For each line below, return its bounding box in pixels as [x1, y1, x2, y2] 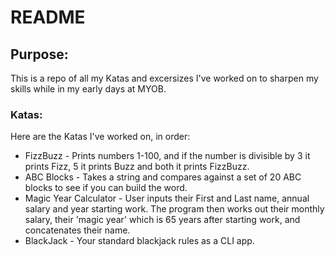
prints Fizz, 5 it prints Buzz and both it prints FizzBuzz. [24, 161, 250, 173]
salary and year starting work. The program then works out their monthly [24, 203, 325, 215]
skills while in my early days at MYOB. [10, 83, 167, 95]
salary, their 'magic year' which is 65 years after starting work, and [24, 214, 301, 226]
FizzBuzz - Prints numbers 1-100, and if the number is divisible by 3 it [24, 150, 311, 162]
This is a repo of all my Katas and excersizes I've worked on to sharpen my [10, 72, 319, 84]
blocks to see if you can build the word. [24, 182, 188, 194]
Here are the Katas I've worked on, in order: [10, 131, 191, 143]
